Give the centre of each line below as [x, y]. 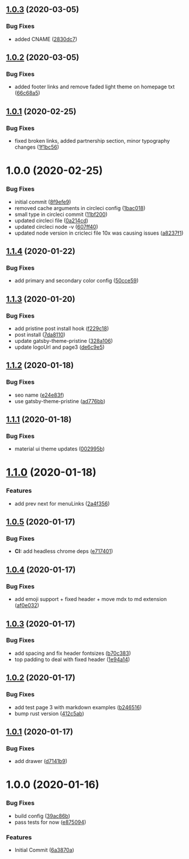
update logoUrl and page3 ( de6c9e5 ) [59, 347]
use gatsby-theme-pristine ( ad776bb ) [60, 401]
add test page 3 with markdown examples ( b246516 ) [78, 707]
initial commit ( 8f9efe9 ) [43, 202]
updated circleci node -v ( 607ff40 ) [56, 226]
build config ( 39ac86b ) [42, 816]
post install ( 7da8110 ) [40, 334]
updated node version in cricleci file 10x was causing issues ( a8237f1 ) [99, 233]
